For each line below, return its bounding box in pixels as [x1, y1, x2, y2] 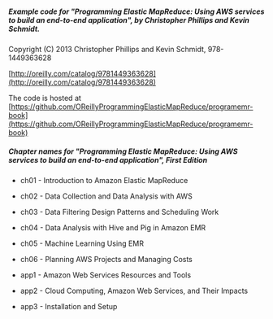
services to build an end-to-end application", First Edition [8, 155, 208, 164]
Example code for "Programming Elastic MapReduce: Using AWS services [8, 7, 265, 16]
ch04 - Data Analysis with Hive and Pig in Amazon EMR [19, 222, 206, 232]
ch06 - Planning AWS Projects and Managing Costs [19, 254, 193, 264]
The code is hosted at [8, 93, 81, 103]
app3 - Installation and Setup [19, 301, 118, 311]
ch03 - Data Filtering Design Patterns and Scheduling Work [19, 207, 219, 216]
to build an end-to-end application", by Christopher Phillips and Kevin [8, 15, 250, 24]
